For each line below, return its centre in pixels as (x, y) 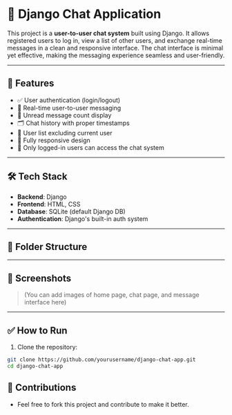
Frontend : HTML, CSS (49, 204)
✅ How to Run (37, 330)
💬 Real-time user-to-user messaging (69, 108)
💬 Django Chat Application (84, 14)
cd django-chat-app (35, 366)
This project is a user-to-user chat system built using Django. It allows (108, 33)
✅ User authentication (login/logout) (69, 100)
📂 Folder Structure (47, 247)
